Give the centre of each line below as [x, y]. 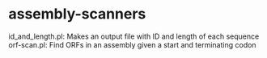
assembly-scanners [77, 14]
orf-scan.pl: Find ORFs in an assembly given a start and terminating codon [132, 44]
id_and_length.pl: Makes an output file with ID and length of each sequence [134, 36]
